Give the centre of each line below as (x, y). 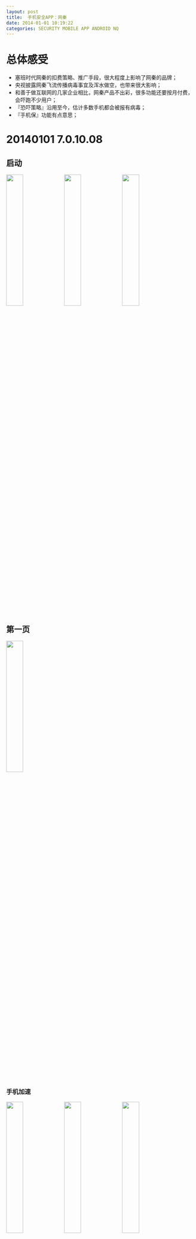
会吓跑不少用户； (36, 100)
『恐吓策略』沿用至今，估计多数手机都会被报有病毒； (80, 108)
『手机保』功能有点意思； (46, 115)
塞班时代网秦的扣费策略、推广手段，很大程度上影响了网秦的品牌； (96, 78)
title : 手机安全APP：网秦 (36, 17)
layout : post (22, 12)
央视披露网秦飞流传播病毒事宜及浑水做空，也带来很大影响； (88, 85)
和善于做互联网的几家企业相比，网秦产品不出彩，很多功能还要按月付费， (104, 93)
